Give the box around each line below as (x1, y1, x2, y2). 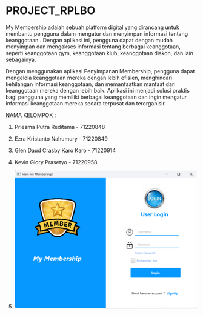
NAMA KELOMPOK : (5, 111, 56, 119)
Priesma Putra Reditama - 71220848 (14, 123, 105, 130)
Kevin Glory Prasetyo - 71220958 (14, 158, 98, 165)
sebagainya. (5, 56, 36, 63)
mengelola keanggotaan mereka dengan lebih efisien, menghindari (5, 74, 173, 81)
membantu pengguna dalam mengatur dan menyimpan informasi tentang (5, 30, 188, 37)
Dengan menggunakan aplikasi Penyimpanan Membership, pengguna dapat (5, 67, 195, 75)
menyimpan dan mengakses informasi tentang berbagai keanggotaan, (5, 43, 181, 50)
